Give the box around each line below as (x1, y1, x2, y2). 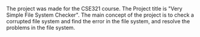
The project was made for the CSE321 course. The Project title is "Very (6, 5, 182, 12)
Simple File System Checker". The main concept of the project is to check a (6, 11, 195, 18)
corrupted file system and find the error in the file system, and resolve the (6, 18, 190, 24)
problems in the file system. (6, 24, 76, 31)
